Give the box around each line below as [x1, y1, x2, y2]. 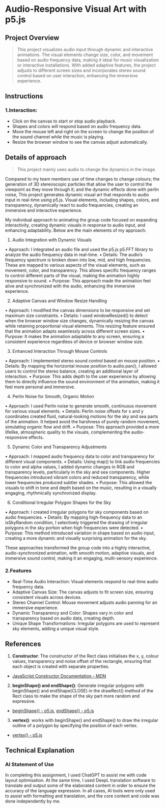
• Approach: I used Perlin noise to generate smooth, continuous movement [5, 403, 157, 409]
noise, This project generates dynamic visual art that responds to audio [5, 191, 149, 197]
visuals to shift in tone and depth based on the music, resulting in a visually [5, 485, 157, 491]
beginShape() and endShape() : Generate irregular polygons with [12, 683, 144, 688]
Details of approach [5, 154, 67, 162]
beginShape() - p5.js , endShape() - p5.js [12, 708, 94, 714]
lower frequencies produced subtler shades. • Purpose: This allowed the [5, 479, 152, 485]
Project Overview [5, 33, 59, 42]
